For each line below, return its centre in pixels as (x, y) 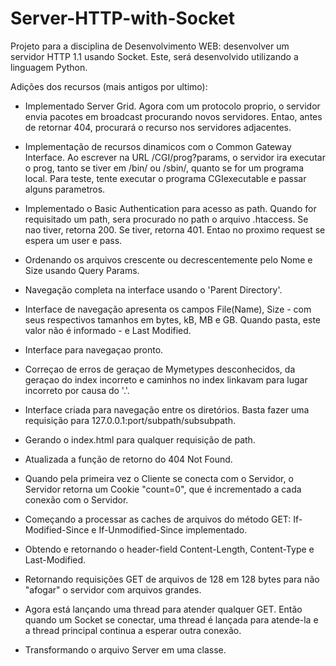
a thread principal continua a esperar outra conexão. (133, 630)
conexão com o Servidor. (76, 499)
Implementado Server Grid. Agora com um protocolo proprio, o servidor (172, 106)
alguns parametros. (65, 189)
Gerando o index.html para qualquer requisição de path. (140, 439)
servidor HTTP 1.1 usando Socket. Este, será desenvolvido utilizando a (154, 56)
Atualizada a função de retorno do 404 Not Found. (128, 459)
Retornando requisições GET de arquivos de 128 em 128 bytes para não (172, 579)
